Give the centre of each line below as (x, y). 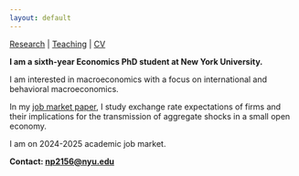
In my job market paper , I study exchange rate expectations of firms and (145, 107)
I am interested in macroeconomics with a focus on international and (139, 79)
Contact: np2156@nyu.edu (62, 161)
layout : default (40, 18)
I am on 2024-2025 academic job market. (88, 143)
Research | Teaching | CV (58, 44)
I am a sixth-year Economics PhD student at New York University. (136, 61)
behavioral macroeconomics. (64, 88)
